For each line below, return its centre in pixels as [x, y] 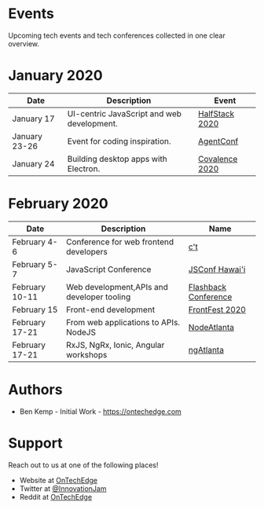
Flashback [207, 287]
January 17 [33, 119]
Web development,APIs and [117, 287]
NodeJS [81, 332]
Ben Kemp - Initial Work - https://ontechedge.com [101, 411]
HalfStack [216, 113]
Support [35, 443]
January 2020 [56, 76]
